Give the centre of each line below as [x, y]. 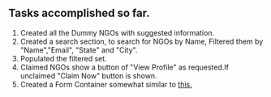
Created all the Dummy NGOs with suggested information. [117, 32]
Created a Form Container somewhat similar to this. [106, 84]
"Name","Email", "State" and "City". [79, 50]
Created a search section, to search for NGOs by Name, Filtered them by [142, 41]
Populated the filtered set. [63, 58]
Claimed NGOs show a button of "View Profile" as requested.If [125, 67]
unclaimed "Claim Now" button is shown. [88, 75]
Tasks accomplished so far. [79, 13]
